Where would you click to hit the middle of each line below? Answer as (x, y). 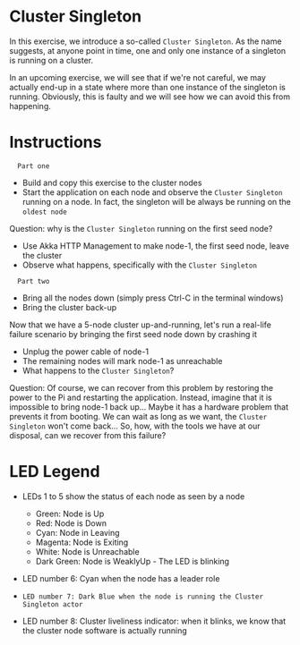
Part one (34, 166)
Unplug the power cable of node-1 (86, 352)
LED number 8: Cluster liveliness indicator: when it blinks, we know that (154, 621)
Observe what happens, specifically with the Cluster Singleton (140, 265)
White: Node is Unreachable (88, 551)
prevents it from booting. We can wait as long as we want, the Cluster (138, 416)
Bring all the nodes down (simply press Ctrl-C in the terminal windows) (153, 298)
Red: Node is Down (71, 523)
